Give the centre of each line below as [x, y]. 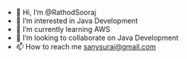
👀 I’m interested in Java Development [77, 21]
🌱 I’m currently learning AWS [63, 29]
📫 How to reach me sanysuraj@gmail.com [86, 47]
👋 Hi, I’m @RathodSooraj [56, 12]
